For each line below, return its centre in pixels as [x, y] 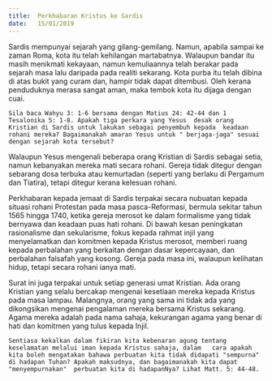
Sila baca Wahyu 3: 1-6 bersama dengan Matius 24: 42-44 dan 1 [118, 113]
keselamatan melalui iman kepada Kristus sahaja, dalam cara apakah [130, 348]
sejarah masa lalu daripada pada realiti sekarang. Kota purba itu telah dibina [135, 72]
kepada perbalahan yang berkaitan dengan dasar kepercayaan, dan [122, 250]
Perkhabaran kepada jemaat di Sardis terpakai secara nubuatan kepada [128, 198]
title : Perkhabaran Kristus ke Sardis [76, 16]
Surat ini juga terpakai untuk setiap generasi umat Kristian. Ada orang [125, 283]
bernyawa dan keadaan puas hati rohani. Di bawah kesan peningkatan [126, 224]
